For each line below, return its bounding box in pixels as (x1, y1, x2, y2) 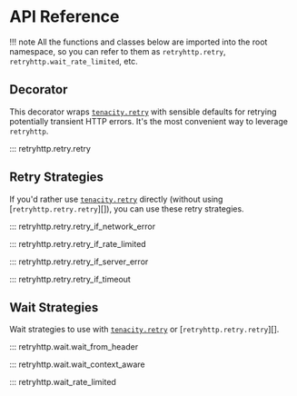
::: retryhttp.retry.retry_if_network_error (9, 221, 156, 232)
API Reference (9, 6, 120, 27)
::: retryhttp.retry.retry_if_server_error (9, 256, 149, 267)
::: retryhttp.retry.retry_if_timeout (9, 273, 132, 284)
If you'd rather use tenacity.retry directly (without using (9, 193, 223, 204)
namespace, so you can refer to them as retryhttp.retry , (9, 45, 226, 56)
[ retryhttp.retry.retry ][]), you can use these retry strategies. (9, 203, 244, 214)
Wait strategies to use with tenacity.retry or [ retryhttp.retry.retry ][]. (9, 324, 280, 335)
